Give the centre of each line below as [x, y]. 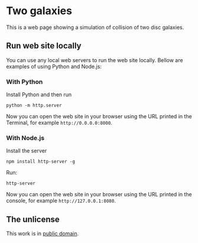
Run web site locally [44, 46]
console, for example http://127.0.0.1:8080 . [61, 201]
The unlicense [33, 219]
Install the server [27, 151]
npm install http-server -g [41, 162]
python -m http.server [34, 106]
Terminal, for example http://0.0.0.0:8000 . [59, 123]
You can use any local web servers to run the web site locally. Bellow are [95, 60]
